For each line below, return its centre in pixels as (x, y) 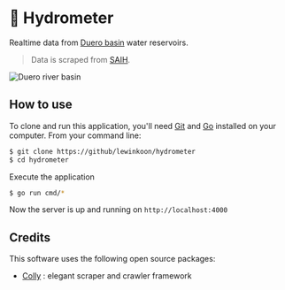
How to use (41, 105)
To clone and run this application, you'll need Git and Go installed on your (143, 126)
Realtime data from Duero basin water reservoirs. (99, 42)
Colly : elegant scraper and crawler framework (107, 276)
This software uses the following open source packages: (112, 259)
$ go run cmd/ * (37, 193)
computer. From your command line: (75, 135)
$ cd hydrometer (39, 160)
